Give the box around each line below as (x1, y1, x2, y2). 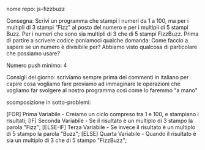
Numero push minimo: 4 (6, 61, 67, 69)
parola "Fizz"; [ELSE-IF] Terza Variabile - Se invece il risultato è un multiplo (6, 124, 196, 131)
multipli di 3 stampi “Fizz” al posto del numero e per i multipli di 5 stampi (6, 24, 188, 31)
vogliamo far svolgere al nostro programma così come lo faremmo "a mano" (6, 87, 198, 94)
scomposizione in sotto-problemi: (6, 98, 91, 106)
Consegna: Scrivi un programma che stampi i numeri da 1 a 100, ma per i (6, 17, 189, 24)
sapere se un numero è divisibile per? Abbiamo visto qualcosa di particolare (6, 43, 198, 50)
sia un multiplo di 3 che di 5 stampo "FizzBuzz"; (6, 136, 127, 144)
